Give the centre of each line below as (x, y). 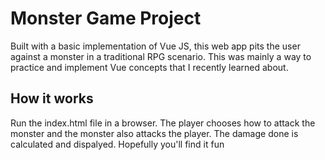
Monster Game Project (106, 18)
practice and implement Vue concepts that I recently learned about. (149, 67)
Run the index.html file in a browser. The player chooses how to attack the (163, 123)
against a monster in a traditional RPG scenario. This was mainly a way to (161, 56)
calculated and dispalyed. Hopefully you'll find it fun (117, 144)
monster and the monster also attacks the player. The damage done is (154, 133)
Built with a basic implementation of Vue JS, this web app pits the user (155, 46)
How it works (52, 98)
